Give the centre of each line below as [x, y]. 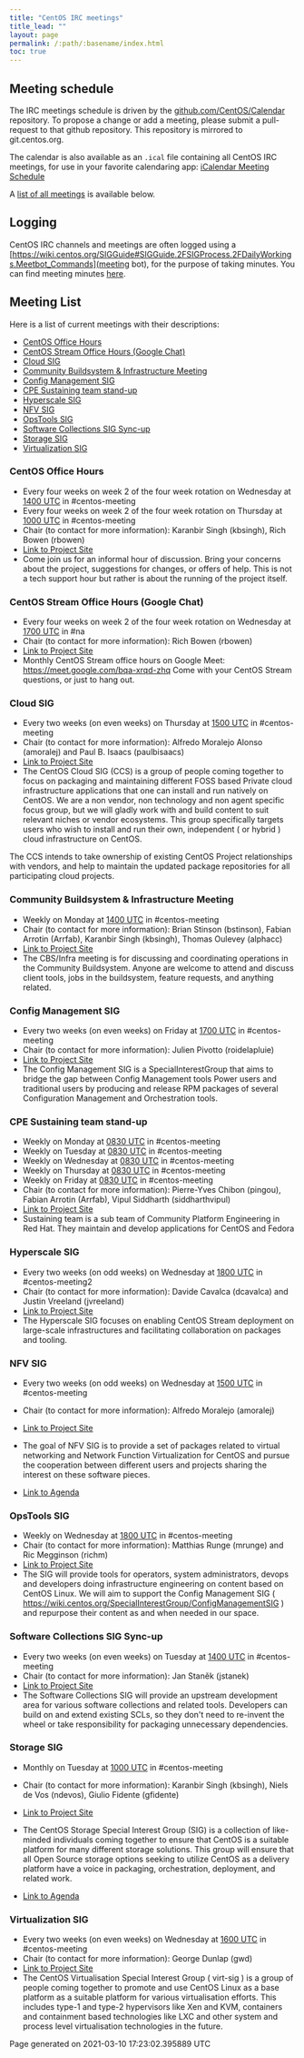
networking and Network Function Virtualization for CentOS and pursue [156, 1455]
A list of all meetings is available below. [83, 194]
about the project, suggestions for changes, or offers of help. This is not [157, 569]
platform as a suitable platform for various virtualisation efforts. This [149, 1997]
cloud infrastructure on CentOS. [82, 839]
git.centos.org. [37, 139]
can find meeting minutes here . [68, 273]
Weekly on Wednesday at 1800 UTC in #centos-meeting [127, 1536]
